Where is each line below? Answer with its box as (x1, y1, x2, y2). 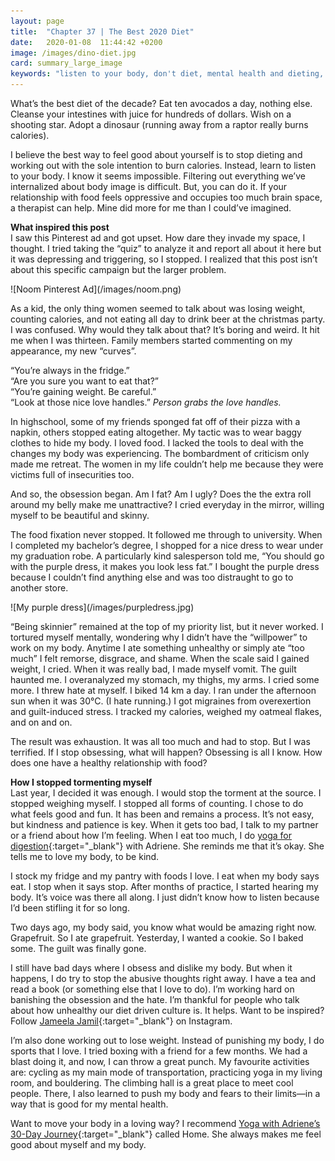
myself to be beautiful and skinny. (10, 510, 150, 521)
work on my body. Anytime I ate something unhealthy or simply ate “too (10, 642, 305, 654)
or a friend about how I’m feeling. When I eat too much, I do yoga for (10, 830, 292, 841)
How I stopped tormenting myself (10, 776, 153, 788)
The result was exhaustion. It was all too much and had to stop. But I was (10, 736, 311, 747)
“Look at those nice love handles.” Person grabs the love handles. (10, 396, 282, 408)
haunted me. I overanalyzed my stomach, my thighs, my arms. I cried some (10, 674, 320, 685)
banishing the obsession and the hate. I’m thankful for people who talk (10, 994, 300, 1005)
